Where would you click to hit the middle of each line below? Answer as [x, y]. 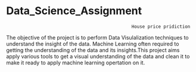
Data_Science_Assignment [74, 11]
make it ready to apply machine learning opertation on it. [76, 63]
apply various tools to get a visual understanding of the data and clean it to [98, 56]
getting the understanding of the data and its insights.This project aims [93, 50]
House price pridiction [161, 27]
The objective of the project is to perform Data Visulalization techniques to [97, 37]
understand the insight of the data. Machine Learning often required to [93, 44]
